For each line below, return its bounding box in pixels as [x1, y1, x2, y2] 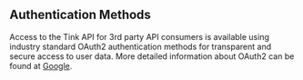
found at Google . [9, 60, 73, 71]
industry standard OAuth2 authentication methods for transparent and [9, 41, 271, 52]
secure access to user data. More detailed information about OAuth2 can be [9, 50, 295, 62]
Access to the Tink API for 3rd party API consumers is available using [9, 31, 270, 42]
